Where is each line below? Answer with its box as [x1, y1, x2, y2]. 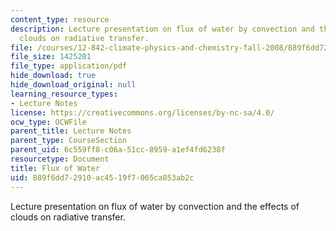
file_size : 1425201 [10, 52, 92, 62]
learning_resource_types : [10, 89, 118, 99]
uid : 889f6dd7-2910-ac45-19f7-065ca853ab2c [10, 172, 195, 183]
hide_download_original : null [10, 80, 137, 90]
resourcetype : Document [10, 154, 110, 164]
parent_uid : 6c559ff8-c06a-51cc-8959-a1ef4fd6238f [10, 145, 226, 155]
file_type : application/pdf [10, 61, 128, 71]
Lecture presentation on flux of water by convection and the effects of [10, 200, 300, 212]
